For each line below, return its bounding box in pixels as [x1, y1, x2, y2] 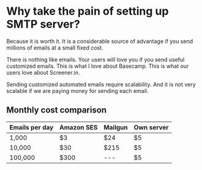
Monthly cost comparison [6, 105, 107, 116]
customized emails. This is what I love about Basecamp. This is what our [6, 62, 189, 70]
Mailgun [103, 123, 129, 131]
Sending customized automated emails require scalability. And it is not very [6, 81, 196, 88]
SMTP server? [6, 17, 81, 31]
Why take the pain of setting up [6, 4, 169, 18]
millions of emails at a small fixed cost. [6, 44, 104, 51]
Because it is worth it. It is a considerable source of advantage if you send [6, 37, 193, 45]
